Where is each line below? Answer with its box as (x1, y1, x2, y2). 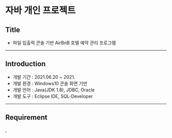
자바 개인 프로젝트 (5, 5, 76, 16)
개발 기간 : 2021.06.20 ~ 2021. (12, 74, 75, 80)
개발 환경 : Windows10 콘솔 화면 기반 (12, 80, 88, 86)
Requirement (5, 113, 48, 122)
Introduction (5, 60, 46, 68)
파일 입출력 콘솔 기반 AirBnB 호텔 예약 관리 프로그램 (12, 40, 116, 46)
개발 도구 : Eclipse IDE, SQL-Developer (12, 93, 93, 99)
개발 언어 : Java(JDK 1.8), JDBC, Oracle (12, 87, 95, 93)
